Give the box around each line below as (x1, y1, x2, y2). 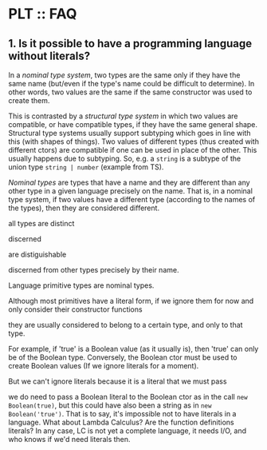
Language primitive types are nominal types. (8, 281, 155, 290)
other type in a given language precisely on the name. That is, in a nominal (8, 186, 253, 196)
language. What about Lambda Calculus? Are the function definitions (8, 417, 234, 427)
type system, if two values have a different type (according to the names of (8, 195, 256, 204)
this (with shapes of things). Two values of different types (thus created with (8, 137, 259, 146)
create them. (8, 96, 50, 105)
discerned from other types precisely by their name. (8, 265, 179, 274)
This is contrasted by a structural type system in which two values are (8, 111, 238, 121)
